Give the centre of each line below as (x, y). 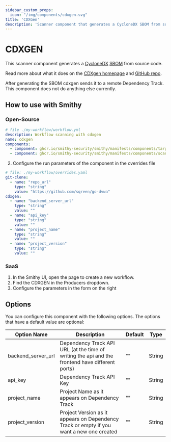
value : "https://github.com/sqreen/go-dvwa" (62, 192)
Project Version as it (84, 412)
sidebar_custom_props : (29, 10)
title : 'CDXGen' (22, 19)
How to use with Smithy (44, 105)
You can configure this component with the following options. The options (83, 316)
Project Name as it (82, 392)
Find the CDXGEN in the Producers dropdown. (61, 283)
